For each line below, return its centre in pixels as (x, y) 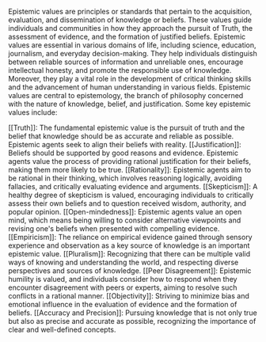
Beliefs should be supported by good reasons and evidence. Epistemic (123, 153)
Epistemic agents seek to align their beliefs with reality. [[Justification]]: (125, 144)
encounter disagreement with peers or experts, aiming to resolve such (123, 287)
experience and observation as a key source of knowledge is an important (129, 245)
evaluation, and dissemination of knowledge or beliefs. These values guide (130, 20)
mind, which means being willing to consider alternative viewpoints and (125, 220)
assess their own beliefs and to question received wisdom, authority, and (127, 203)
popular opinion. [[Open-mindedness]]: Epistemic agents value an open (125, 212)
